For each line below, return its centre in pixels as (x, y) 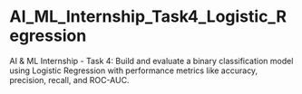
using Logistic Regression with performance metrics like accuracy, (134, 70)
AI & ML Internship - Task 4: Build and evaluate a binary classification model (151, 61)
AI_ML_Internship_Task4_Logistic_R (148, 17)
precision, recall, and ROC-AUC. (69, 80)
